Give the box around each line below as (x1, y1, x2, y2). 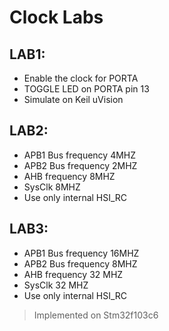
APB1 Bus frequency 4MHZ (23, 149, 137, 161)
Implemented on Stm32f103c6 (33, 309, 159, 321)
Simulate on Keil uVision (23, 94, 124, 105)
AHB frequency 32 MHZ (23, 268, 124, 280)
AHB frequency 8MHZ (23, 170, 116, 182)
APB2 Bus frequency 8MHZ (23, 257, 138, 270)
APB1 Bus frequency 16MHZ (23, 247, 140, 259)
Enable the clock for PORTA (23, 72, 139, 84)
